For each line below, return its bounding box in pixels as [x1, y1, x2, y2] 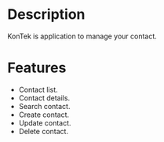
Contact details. [18, 93, 71, 103]
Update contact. [18, 118, 71, 127]
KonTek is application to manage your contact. [7, 31, 158, 41]
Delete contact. [18, 126, 68, 136]
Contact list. [18, 85, 58, 94]
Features [7, 59, 67, 77]
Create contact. [18, 110, 70, 119]
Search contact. [18, 101, 71, 111]
